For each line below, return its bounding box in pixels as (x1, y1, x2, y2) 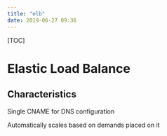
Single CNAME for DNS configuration (7, 107, 114, 116)
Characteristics (7, 88, 77, 100)
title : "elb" (7, 10, 46, 18)
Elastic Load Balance (7, 60, 131, 76)
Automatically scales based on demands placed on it (7, 121, 160, 129)
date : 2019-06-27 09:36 (7, 17, 77, 24)
